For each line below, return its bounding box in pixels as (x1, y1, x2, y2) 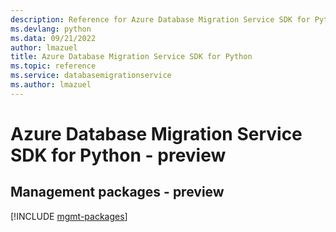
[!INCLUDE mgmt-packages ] (10, 210, 128, 222)
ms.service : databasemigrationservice (10, 71, 172, 81)
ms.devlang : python (10, 24, 92, 34)
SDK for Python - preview (10, 144, 227, 166)
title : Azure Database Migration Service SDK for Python (10, 52, 253, 62)
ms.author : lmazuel (10, 80, 92, 90)
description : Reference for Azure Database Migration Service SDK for (10, 14, 311, 25)
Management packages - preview (10, 184, 225, 201)
